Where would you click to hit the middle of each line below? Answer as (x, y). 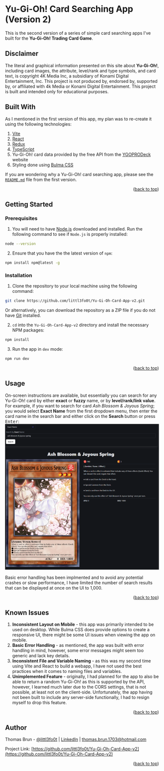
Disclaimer (22, 54)
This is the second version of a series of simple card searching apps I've (78, 33)
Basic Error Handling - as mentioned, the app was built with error (78, 645)
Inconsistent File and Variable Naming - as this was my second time (82, 661)
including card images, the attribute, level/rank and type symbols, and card (81, 71)
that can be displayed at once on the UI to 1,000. (54, 588)
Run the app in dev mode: (38, 349)
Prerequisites (21, 218)
